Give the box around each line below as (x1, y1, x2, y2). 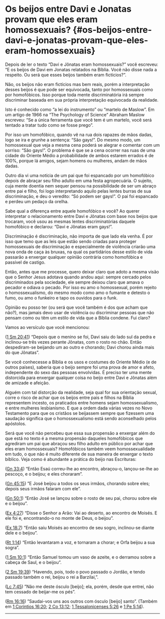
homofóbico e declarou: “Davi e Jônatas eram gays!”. (5, 223, 113, 229)
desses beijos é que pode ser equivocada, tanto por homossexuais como (5, 86, 153, 92)
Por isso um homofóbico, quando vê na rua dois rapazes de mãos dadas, (5, 132, 153, 137)
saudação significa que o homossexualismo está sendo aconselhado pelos (5, 415, 157, 421)
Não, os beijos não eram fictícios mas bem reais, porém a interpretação (5, 81, 150, 87)
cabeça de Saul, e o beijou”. (5, 559, 62, 565)
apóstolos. (5, 421, 27, 427)
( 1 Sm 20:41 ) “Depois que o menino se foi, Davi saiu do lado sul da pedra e (5, 334, 156, 340)
